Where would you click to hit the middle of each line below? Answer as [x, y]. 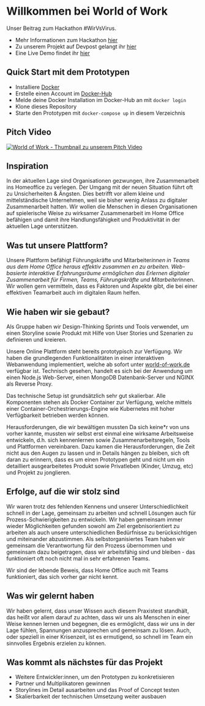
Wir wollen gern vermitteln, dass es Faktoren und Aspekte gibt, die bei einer [102, 286]
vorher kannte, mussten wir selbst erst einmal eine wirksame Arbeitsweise [100, 433]
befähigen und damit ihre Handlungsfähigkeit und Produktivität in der [93, 220]
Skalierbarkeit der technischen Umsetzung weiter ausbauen [91, 697]
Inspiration [28, 166]
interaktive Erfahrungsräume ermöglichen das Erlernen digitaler [109, 273]
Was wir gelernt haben [50, 596]
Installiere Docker [37, 87]
